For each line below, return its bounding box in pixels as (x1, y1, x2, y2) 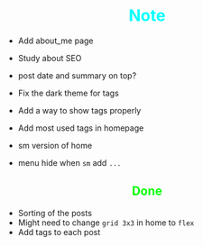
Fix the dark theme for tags (17, 87, 119, 98)
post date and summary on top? (17, 69, 137, 81)
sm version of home (17, 140, 93, 150)
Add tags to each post (17, 226, 101, 237)
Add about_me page (17, 35, 94, 46)
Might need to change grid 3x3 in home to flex (17, 217, 195, 228)
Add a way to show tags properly (17, 105, 142, 115)
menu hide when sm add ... (17, 157, 122, 168)
